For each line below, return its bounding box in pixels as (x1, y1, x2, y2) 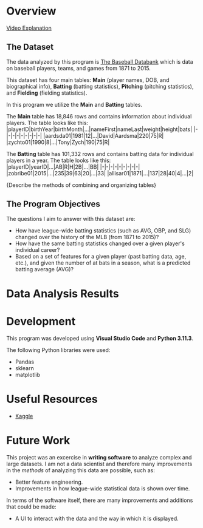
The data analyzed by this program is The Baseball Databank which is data (6, 58, 193, 65)
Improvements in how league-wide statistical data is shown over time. (15, 484, 190, 492)
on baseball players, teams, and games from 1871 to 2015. (6, 64, 151, 72)
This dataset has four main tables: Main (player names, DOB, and (6, 76, 170, 83)
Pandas (15, 358, 35, 365)
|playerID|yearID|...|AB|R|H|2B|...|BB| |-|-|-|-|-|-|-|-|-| (6, 163, 140, 171)
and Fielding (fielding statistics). (6, 89, 88, 96)
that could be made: (6, 503, 57, 510)
